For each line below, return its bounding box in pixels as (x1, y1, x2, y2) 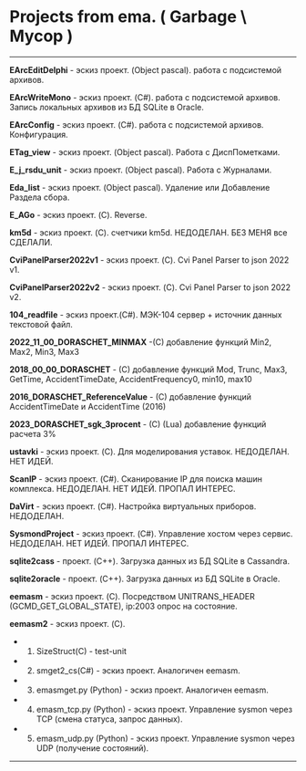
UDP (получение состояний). (36, 742, 149, 754)
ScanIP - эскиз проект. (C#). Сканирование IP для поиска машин (9, 473, 262, 484)
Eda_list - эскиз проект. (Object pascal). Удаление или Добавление (9, 182, 270, 193)
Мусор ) (9, 26, 74, 47)
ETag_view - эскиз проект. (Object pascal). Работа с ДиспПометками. (9, 146, 280, 157)
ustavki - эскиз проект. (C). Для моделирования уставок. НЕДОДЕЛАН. (9, 445, 290, 457)
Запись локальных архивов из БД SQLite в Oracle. (9, 101, 205, 112)
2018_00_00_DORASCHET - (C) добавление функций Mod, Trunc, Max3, (9, 363, 288, 375)
